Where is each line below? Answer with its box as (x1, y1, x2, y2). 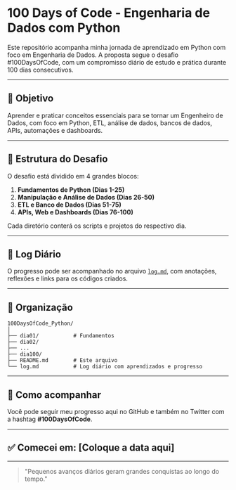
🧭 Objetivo (7, 93, 54, 105)
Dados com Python (7, 20, 121, 36)
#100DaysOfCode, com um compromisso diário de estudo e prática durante (7, 58, 227, 66)
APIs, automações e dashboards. (7, 126, 103, 134)
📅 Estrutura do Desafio (7, 153, 108, 165)
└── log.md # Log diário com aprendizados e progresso (7, 363, 202, 370)
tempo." (24, 475, 48, 483)
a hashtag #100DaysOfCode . (7, 415, 93, 423)
